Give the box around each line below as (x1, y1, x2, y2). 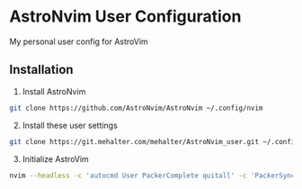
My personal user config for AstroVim (9, 36, 148, 47)
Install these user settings (22, 120, 119, 130)
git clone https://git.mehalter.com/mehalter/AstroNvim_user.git (9, 137, 259, 146)
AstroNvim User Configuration (9, 6, 242, 27)
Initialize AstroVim (22, 153, 90, 164)
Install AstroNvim (22, 85, 86, 96)
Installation (9, 62, 74, 77)
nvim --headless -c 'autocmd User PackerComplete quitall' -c (9, 171, 247, 180)
